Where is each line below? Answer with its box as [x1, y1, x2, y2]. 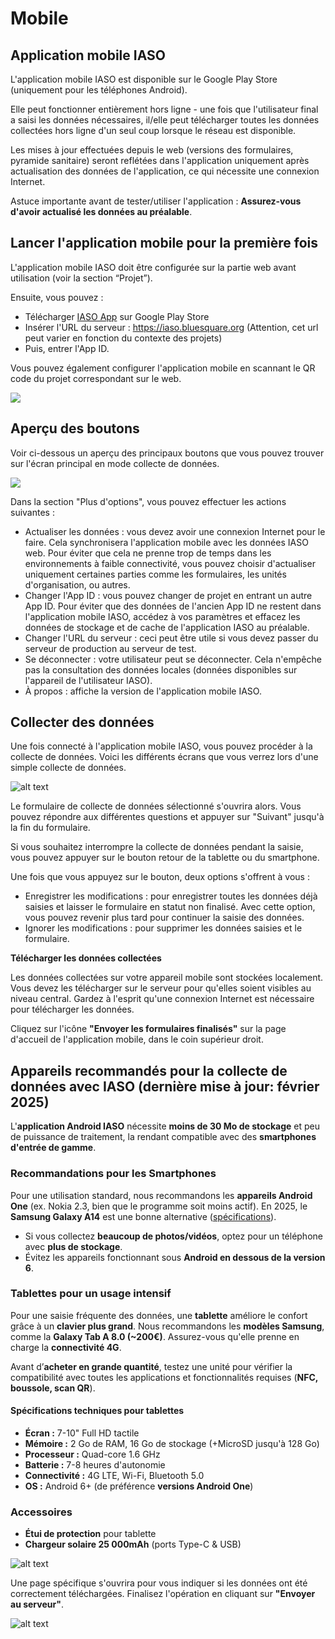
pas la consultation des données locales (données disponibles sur [24, 663, 298, 676]
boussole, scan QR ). [10, 1382, 96, 1394]
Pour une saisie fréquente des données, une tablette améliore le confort [10, 1309, 308, 1321]
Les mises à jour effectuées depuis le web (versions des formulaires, [10, 144, 294, 156]
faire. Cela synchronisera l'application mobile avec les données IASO [24, 536, 309, 548]
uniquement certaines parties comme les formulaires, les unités [24, 568, 287, 580]
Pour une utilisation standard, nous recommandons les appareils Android [10, 1189, 313, 1201]
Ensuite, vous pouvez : [10, 291, 104, 303]
